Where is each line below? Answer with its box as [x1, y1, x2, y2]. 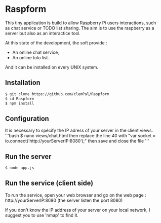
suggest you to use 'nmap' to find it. [5, 212, 79, 218]
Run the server [5, 152, 52, 161]
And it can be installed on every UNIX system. [5, 64, 99, 70]
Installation [5, 78, 40, 87]
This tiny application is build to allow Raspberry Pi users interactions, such [5, 20, 157, 26]
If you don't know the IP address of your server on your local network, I [5, 207, 150, 213]
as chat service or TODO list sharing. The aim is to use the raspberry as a [5, 25, 155, 31]
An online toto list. [12, 54, 49, 60]
